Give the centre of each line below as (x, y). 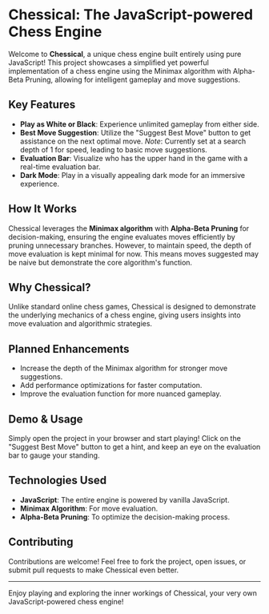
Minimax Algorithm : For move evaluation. (89, 508)
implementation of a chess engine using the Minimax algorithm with (120, 71)
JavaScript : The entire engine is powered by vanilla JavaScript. (124, 499)
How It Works (43, 209)
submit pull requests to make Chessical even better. (94, 570)
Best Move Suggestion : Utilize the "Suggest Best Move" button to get (135, 132)
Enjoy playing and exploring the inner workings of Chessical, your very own (133, 593)
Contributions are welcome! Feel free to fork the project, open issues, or (127, 561)
